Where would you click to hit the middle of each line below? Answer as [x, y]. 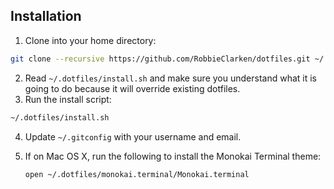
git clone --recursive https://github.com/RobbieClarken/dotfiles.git [160, 59]
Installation [46, 16]
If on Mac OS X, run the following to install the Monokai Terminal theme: [173, 156]
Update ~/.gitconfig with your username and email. [133, 136]
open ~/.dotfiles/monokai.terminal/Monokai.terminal [137, 174]
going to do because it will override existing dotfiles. [132, 88]
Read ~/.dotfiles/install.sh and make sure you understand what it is [171, 78]
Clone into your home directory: [90, 40]
